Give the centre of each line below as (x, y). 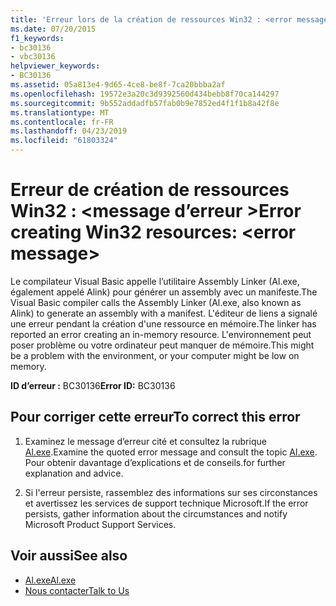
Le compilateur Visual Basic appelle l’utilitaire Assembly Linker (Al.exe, (155, 281)
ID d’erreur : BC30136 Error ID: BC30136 (93, 385)
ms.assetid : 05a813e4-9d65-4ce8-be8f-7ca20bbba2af (118, 85)
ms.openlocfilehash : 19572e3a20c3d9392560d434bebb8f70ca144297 (145, 94)
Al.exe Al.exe (50, 580)
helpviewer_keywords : (55, 66)
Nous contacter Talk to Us (77, 590)
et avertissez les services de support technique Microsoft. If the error (166, 503)
